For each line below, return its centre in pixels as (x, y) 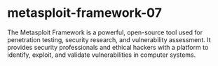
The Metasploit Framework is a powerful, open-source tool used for (105, 32)
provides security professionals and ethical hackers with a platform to (108, 47)
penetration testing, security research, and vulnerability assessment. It (109, 39)
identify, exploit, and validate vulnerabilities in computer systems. (102, 55)
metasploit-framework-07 (85, 13)
